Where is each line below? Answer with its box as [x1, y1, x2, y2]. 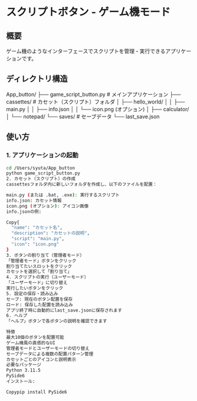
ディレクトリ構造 [6, 74, 68, 84]
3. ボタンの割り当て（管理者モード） [6, 252, 84, 258]
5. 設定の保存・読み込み [6, 290, 58, 296]
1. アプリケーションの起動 [6, 151, 78, 160]
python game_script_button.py [6, 170, 81, 176]
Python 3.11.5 [6, 367, 41, 373]
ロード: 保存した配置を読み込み [6, 302, 73, 308]
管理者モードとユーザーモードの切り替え [6, 345, 90, 351]
